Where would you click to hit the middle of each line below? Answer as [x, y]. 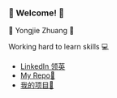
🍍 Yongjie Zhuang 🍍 [41, 31]
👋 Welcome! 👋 [37, 13]
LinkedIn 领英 [43, 66]
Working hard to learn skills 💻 [59, 47]
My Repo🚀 [37, 75]
